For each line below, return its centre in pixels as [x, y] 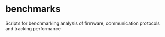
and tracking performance [33, 28]
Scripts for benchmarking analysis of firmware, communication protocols [83, 23]
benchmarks [33, 9]
